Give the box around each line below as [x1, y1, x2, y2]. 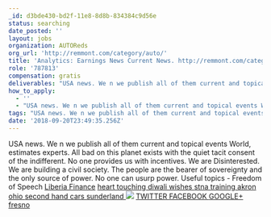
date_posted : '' [8, 27, 63, 35]
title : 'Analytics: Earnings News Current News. [8, 57, 175, 65]
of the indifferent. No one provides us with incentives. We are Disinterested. [8, 156, 260, 165]
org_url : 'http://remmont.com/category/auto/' [8, 49, 168, 57]
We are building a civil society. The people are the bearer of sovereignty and [8, 165, 263, 174]
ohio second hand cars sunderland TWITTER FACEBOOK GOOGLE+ [8, 191, 244, 201]
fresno [8, 199, 31, 210]
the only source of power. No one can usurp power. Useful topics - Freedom [8, 173, 262, 182]
